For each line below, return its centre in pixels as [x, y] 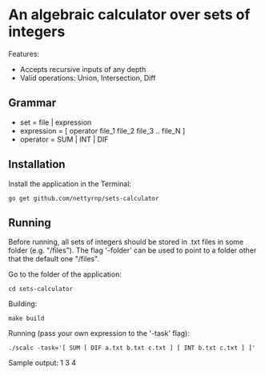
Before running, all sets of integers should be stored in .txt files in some [126, 242]
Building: [23, 304]
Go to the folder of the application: [65, 274]
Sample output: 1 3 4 [42, 363]
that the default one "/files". [54, 259]
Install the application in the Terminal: [70, 184]
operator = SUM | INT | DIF [64, 139]
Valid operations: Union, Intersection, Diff [88, 78]
